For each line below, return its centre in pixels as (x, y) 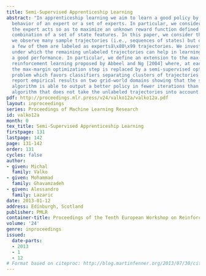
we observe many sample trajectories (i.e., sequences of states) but (104, 41)
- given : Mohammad (30, 178)
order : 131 (20, 149)
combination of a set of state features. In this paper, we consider (102, 35)
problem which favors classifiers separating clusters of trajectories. (107, 75)
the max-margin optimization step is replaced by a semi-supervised (101, 69)
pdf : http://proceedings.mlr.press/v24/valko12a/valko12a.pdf (87, 98)
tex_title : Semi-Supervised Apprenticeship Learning (75, 127)
